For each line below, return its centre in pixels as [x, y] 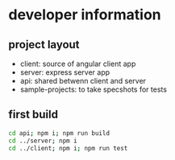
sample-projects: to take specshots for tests [94, 89]
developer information [85, 15]
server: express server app [65, 72]
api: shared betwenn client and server [83, 81]
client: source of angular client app [78, 64]
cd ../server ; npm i [43, 141]
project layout [44, 45]
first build [33, 115]
